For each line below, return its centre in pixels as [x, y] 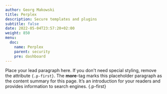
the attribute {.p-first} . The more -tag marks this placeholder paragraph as [84, 76]
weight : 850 [17, 33]
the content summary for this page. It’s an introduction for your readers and [83, 81]
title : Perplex [21, 14]
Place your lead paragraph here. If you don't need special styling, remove [81, 70]
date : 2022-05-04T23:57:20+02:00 [40, 28]
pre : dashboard [30, 56]
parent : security [32, 51]
